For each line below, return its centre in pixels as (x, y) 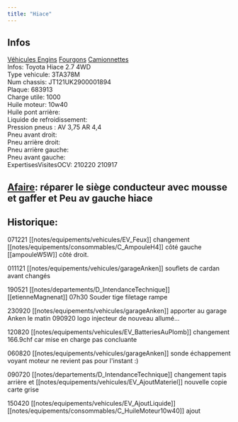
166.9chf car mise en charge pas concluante (72, 339)
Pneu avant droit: (32, 135)
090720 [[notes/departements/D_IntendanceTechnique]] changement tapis (117, 374)
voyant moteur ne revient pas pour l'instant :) (73, 360)
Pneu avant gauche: (36, 157)
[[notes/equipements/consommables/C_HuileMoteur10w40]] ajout (104, 411)
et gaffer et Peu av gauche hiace (80, 198)
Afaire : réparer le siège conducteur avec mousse (118, 187)
